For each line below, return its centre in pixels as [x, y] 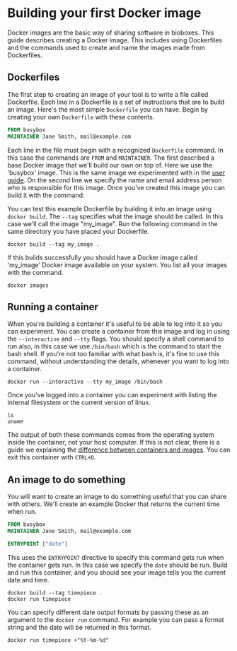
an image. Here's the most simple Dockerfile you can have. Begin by [108, 109]
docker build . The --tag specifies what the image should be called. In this [115, 216]
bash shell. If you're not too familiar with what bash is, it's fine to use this [114, 354]
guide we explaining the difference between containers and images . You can [119, 450]
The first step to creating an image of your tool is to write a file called [108, 94]
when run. [22, 512]
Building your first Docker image [104, 13]
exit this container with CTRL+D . [52, 457]
